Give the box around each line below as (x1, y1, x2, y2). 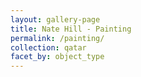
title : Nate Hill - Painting (10, 24, 132, 34)
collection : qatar (10, 42, 87, 53)
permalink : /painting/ (10, 33, 105, 43)
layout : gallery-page (10, 14, 101, 25)
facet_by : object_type (10, 52, 105, 62)
